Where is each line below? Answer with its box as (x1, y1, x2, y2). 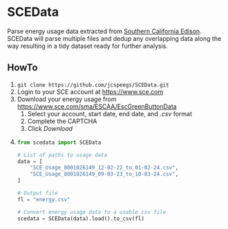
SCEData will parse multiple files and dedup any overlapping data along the (7, 34, 222, 42)
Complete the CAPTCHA (27, 117, 97, 125)
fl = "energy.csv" (17, 196, 70, 203)
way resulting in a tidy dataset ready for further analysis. (7, 42, 168, 50)
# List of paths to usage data (17, 152, 108, 158)
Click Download (27, 124, 73, 132)
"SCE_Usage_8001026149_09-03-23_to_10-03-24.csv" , (30, 171, 179, 178)
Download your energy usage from (17, 95, 117, 103)
